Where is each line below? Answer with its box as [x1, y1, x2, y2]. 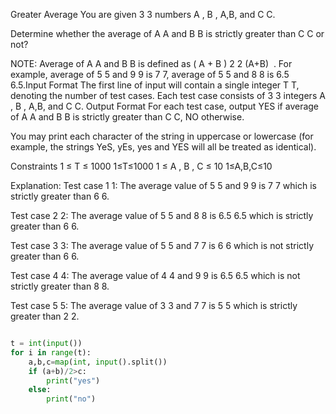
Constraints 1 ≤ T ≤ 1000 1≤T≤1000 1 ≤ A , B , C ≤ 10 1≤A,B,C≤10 [10, 160, 273, 172]
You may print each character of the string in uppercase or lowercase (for [10, 130, 314, 142]
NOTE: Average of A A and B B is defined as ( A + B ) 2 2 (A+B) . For [10, 58, 293, 69]
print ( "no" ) [46, 394, 97, 404]
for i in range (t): [10, 347, 92, 358]
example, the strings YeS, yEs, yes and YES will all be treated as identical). [10, 141, 317, 153]
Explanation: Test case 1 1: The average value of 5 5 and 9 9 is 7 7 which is [10, 180, 317, 191]
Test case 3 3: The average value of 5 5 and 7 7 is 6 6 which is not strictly [10, 240, 315, 251]
